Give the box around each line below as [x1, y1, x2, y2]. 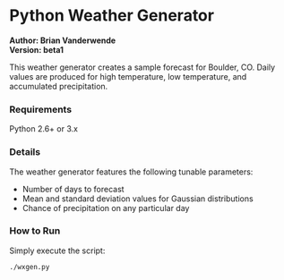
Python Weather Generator [9, 5, 215, 26]
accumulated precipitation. [9, 81, 108, 91]
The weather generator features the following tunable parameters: [9, 166, 254, 177]
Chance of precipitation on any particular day [22, 202, 190, 213]
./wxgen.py [9, 262, 50, 271]
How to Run [9, 225, 61, 237]
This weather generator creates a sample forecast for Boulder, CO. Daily [9, 62, 276, 72]
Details [9, 146, 41, 158]
